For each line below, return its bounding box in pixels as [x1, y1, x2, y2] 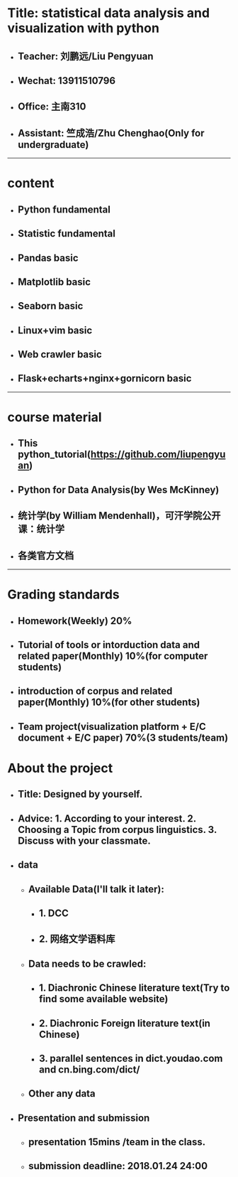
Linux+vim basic [17, 324, 93, 336]
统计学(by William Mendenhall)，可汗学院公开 [17, 510, 221, 522]
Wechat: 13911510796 [17, 75, 115, 87]
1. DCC [38, 907, 69, 919]
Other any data [28, 1087, 96, 1100]
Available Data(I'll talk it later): [28, 883, 164, 895]
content [7, 176, 55, 191]
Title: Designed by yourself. [17, 788, 143, 800]
